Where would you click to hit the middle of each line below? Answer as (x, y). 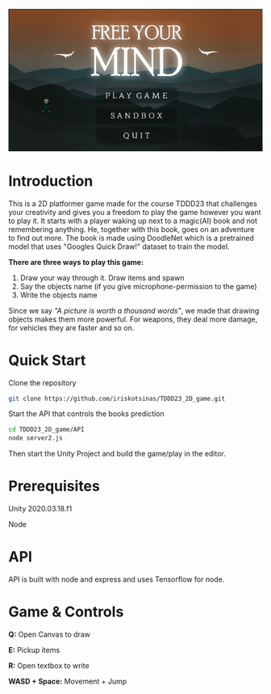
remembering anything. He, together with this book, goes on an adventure (131, 229)
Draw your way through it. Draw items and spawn (102, 278)
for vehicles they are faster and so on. (71, 327)
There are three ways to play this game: (76, 262)
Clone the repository (42, 383)
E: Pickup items (34, 650)
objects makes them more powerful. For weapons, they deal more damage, (133, 319)
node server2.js (35, 438)
